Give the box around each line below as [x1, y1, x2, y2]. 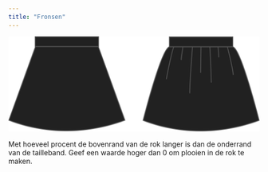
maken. [8, 156, 33, 166]
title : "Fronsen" [8, 13, 66, 21]
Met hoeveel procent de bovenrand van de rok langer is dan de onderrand [8, 139, 252, 149]
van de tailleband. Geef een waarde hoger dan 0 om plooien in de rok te [8, 148, 245, 158]
